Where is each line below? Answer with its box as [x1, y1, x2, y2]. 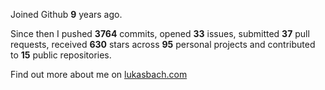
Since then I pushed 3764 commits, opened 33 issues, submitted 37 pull [10, 28, 310, 39]
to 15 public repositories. [10, 49, 112, 61]
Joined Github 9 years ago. [10, 9, 123, 20]
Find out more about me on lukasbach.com [10, 69, 188, 80]
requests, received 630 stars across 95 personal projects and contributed [10, 39, 316, 50]
